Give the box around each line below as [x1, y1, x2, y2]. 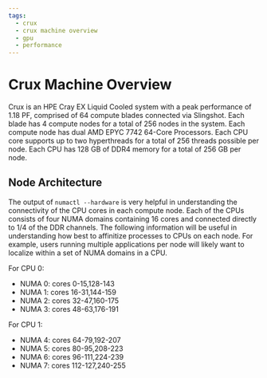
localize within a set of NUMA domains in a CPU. [8, 248, 167, 258]
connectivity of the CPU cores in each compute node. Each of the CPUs [8, 205, 245, 215]
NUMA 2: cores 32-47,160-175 [19, 296, 120, 305]
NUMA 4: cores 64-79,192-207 [19, 335, 121, 345]
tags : [8, 11, 26, 20]
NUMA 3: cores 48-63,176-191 [19, 304, 120, 313]
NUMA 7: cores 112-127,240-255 [19, 360, 126, 370]
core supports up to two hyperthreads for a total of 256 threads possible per [8, 136, 259, 146]
